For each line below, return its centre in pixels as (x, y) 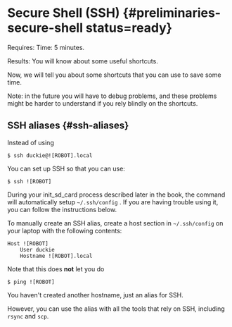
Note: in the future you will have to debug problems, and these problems (112, 96)
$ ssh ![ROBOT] (30, 181)
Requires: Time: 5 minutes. (46, 47)
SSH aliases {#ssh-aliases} (68, 126)
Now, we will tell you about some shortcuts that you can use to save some (114, 75)
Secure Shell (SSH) (64, 13)
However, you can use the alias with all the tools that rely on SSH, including (116, 309)
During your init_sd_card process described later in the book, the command (116, 195)
